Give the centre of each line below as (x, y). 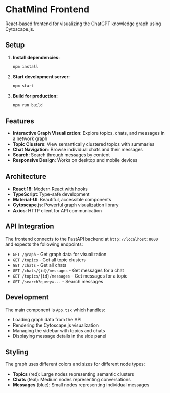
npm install (25, 67)
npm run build (28, 105)
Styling (17, 352)
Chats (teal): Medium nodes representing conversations (72, 380)
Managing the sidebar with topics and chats (59, 330)
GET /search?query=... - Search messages (58, 281)
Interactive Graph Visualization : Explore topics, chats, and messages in (89, 133)
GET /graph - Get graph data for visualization (59, 254)
